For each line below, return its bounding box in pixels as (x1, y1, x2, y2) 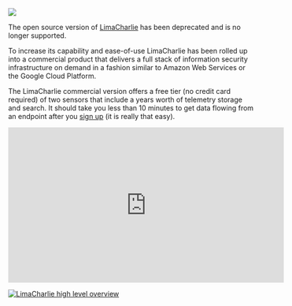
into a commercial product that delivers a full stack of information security (8, 54, 248, 64)
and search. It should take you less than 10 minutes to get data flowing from (8, 103, 254, 113)
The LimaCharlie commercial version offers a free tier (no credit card (8, 87, 231, 95)
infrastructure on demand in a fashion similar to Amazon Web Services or (8, 63, 246, 72)
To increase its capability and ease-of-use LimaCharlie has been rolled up (8, 47, 248, 55)
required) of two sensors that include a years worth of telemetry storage (8, 95, 242, 104)
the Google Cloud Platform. (8, 71, 97, 80)
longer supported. (8, 31, 67, 40)
